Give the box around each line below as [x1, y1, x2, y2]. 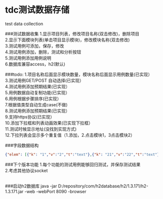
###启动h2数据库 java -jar [5, 183, 57, 189]
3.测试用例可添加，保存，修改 [5, 43, 65, 49]
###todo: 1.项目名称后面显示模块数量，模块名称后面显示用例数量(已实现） [5, 71, 153, 77]
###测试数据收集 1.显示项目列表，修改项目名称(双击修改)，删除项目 [5, 31, 140, 36]
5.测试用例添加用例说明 [5, 55, 51, 61]
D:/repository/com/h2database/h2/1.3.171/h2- [58, 183, 149, 189]
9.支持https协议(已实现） [5, 114, 55, 119]
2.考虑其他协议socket [5, 167, 48, 173]
